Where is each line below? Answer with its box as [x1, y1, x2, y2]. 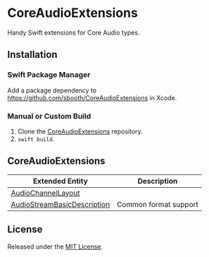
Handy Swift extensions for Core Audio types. [7, 28, 140, 37]
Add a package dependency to [7, 86, 97, 95]
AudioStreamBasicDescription [11, 199, 110, 209]
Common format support [116, 199, 198, 209]
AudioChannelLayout [11, 188, 80, 198]
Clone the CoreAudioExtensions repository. [17, 127, 143, 136]
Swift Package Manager [7, 70, 91, 80]
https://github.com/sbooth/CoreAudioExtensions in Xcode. [7, 93, 177, 102]
